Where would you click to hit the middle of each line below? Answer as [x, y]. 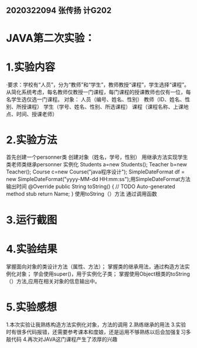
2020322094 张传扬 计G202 [59, 11]
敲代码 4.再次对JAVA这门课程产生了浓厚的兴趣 [62, 339]
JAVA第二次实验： [51, 38]
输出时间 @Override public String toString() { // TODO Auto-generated [91, 186]
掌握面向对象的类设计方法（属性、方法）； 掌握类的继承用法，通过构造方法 [95, 266]
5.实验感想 [32, 307]
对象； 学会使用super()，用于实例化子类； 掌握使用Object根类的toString [103, 274]
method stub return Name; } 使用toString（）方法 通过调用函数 [81, 194]
